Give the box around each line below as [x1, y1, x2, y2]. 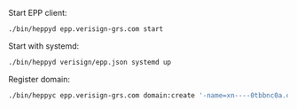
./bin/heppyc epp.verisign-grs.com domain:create [8, 90, 196, 100]
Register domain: [8, 74, 70, 84]
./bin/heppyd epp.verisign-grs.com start [8, 25, 164, 34]
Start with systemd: [8, 40, 80, 51]
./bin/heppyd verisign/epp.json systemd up [8, 58, 172, 66]
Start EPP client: [8, 8, 67, 18]
